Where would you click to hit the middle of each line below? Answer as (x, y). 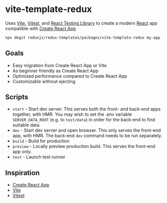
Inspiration (23, 173)
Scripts (17, 97)
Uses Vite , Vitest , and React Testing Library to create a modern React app (81, 23)
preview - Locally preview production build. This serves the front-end (84, 146)
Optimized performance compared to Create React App (70, 76)
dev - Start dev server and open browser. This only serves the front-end (87, 130)
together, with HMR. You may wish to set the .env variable (72, 114)
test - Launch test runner (39, 157)
